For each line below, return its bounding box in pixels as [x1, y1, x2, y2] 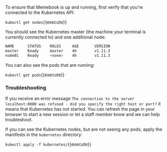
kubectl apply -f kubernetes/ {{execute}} [5, 141, 92, 147]
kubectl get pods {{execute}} [5, 72, 65, 78]
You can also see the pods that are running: [5, 62, 95, 68]
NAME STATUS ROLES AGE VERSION [5, 44, 111, 49]
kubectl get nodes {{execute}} [5, 19, 67, 25]
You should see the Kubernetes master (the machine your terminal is [5, 29, 146, 34]
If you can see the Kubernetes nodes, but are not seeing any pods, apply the [5, 126, 163, 132]
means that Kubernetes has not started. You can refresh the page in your [5, 106, 156, 112]
